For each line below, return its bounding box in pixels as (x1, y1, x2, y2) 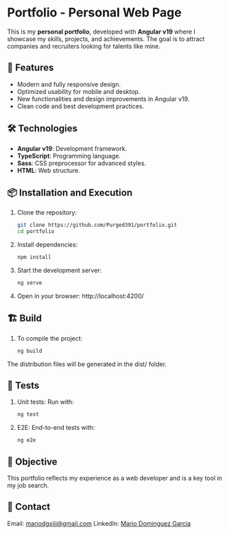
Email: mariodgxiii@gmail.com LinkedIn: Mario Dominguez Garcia (7, 519, 191, 527)
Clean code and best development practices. (16, 101, 145, 110)
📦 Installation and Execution (7, 186, 132, 198)
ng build (16, 348, 43, 354)
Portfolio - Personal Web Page (7, 5, 182, 21)
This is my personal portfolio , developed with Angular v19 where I (7, 27, 195, 36)
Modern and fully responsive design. (16, 80, 121, 88)
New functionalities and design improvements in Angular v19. (16, 95, 190, 103)
